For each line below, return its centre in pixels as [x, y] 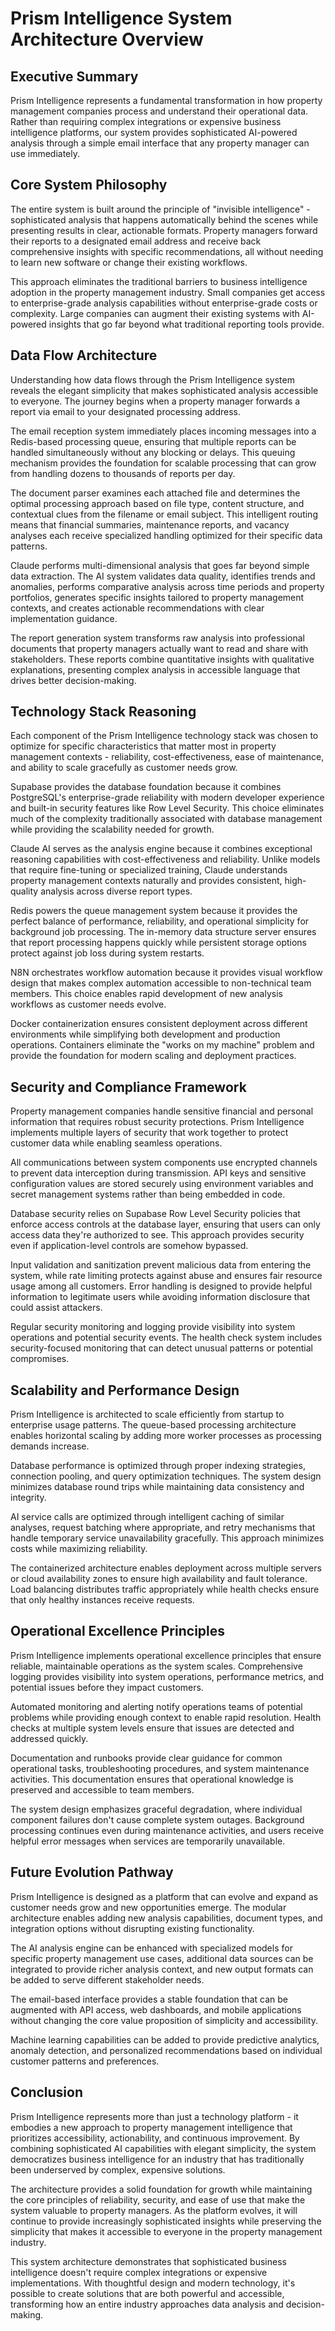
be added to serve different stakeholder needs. [107, 1979]
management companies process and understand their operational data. [159, 111]
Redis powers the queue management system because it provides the [154, 911]
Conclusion [47, 2092]
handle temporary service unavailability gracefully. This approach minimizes [167, 1538]
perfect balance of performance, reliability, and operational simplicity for [160, 921]
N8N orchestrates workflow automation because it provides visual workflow [166, 973]
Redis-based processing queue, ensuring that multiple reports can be [153, 441]
